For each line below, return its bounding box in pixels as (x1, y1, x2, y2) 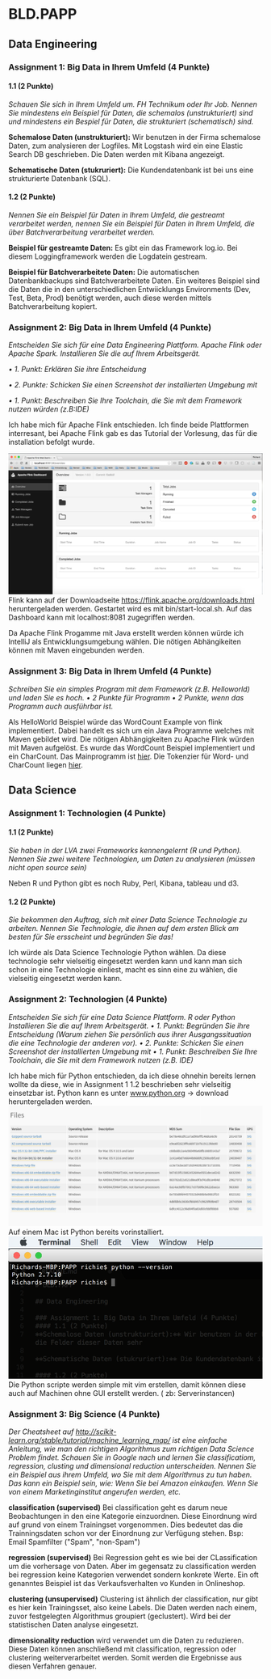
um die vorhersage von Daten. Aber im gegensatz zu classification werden (8, 1561, 256, 1571)
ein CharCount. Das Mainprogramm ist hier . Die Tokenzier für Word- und (8, 751, 248, 761)
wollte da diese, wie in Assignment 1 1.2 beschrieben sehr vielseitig (8, 1079, 231, 1089)
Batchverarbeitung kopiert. (8, 301, 98, 311)
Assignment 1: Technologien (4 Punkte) (8, 807, 166, 818)
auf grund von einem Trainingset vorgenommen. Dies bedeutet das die (8, 1520, 244, 1529)
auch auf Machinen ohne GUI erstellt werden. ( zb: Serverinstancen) (8, 1388, 236, 1398)
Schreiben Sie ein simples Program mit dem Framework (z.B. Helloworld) (8, 684, 250, 694)
